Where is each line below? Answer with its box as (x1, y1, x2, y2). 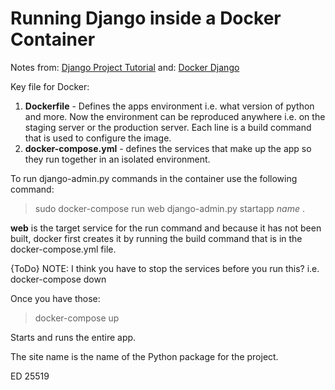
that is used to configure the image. (24, 132, 172, 144)
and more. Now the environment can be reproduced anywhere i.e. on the (24, 110, 326, 122)
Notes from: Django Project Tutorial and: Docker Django (10, 61, 240, 73)
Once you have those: (10, 292, 101, 304)
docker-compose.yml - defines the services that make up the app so (24, 142, 312, 154)
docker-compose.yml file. (10, 243, 117, 255)
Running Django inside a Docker (10, 7, 282, 30)
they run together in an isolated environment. (24, 153, 211, 165)
